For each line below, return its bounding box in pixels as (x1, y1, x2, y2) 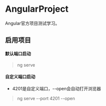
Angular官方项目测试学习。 (5, 20, 60, 26)
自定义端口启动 (5, 74, 35, 79)
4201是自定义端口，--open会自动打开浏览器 (12, 85, 102, 91)
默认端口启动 (5, 51, 31, 56)
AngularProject (5, 3, 69, 15)
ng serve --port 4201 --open (17, 95, 75, 101)
